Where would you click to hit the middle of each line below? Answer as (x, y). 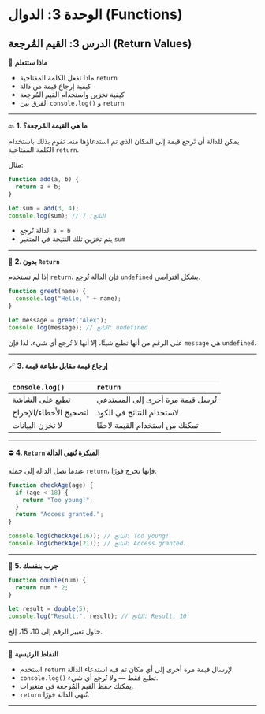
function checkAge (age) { (50, 485)
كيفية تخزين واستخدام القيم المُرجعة (72, 95)
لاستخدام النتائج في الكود (138, 412)
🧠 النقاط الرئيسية (34, 654)
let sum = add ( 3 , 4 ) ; (44, 208)
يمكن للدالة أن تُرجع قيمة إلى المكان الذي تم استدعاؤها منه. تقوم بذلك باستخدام (124, 141)
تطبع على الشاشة (41, 400)
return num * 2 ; (42, 588)
